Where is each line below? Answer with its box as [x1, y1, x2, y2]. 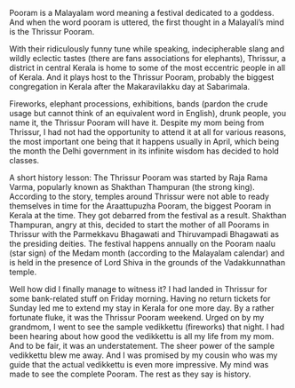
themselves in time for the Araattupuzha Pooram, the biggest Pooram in [9, 201, 272, 211]
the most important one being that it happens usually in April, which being [9, 137, 280, 146]
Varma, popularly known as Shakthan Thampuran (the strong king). [9, 182, 255, 192]
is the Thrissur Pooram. [9, 27, 95, 36]
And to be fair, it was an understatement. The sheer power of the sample [9, 341, 275, 351]
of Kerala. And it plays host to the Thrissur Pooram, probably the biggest [9, 72, 275, 83]
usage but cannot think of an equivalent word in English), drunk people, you [9, 108, 287, 118]
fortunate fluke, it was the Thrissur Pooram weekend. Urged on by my [9, 313, 265, 322]
